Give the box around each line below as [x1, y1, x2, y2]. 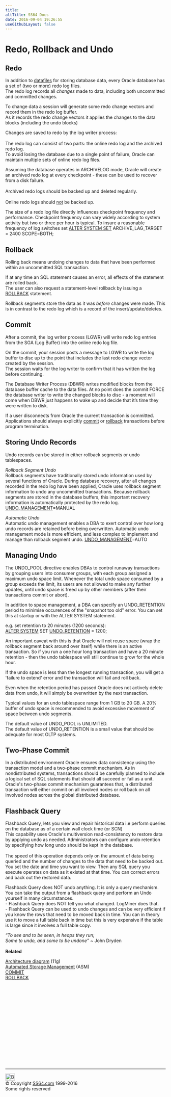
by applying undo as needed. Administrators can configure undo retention [5, 837, 160, 843]
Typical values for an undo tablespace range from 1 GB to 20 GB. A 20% [5, 699, 157, 706]
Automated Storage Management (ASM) [5, 964, 90, 970]
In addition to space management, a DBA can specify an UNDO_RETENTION [5, 602, 165, 608]
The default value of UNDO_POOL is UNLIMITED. [5, 720, 108, 726]
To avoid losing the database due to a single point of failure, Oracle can [5, 151, 155, 158]
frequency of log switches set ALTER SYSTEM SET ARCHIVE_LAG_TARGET [5, 225, 163, 231]
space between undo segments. [5, 711, 73, 717]
